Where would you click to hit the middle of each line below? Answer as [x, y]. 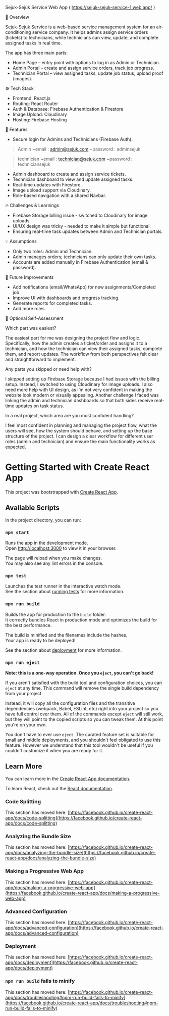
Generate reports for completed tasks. [52, 303]
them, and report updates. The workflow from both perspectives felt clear [82, 354]
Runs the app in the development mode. [47, 543]
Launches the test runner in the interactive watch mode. [64, 586]
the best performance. [29, 625]
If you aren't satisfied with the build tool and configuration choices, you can [84, 683]
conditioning [18, 32]
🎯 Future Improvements [30, 277]
